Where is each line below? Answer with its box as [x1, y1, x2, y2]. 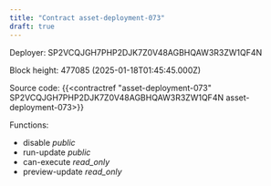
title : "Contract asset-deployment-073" [9, 13, 166, 23]
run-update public [22, 147, 91, 158]
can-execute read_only [22, 156, 110, 167]
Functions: [9, 119, 49, 130]
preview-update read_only [22, 166, 122, 177]
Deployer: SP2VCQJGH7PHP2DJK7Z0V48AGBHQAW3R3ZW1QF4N [9, 46, 263, 57]
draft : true [9, 22, 55, 31]
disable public [22, 137, 76, 148]
